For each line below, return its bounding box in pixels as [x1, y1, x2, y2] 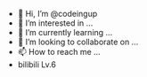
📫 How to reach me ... [17, 47, 101, 57]
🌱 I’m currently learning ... [17, 27, 113, 37]
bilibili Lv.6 [17, 59, 56, 70]
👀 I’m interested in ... [17, 18, 94, 28]
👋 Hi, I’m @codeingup [17, 9, 98, 19]
